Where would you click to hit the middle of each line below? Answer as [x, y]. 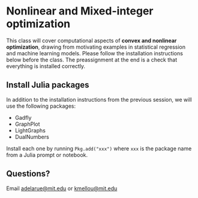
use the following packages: [41, 106]
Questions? [28, 174]
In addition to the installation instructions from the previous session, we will [99, 99]
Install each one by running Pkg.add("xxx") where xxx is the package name [99, 148]
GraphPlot [27, 124]
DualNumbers [32, 137]
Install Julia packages [48, 85]
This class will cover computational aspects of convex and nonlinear [91, 40]
